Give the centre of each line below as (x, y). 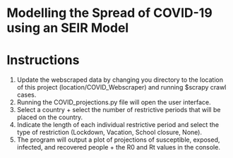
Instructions (43, 60)
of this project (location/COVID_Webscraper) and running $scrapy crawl (121, 87)
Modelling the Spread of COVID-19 (109, 13)
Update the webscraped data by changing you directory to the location (120, 80)
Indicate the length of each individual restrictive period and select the (118, 125)
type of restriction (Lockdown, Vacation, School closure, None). (109, 133)
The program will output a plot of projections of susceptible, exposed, (118, 140)
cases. (26, 95)
